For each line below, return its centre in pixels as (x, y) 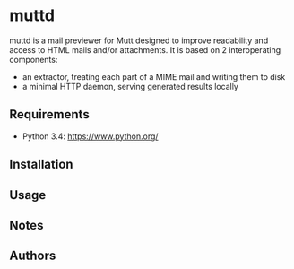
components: (34, 59)
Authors (33, 256)
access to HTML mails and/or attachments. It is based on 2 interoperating (145, 49)
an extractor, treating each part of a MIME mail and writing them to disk (154, 76)
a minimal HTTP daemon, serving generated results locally (130, 86)
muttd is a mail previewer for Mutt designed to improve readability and (139, 40)
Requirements (49, 114)
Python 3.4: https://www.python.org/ (90, 136)
